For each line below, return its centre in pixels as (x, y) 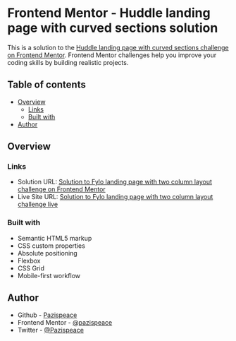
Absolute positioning (47, 253)
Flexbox (29, 261)
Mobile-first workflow (49, 275)
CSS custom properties (51, 246)
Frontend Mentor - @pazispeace (65, 322)
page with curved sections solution (113, 28)
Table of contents (46, 85)
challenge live (38, 204)
